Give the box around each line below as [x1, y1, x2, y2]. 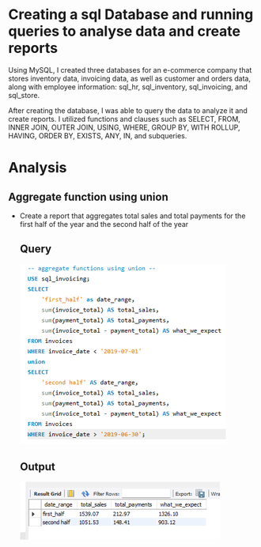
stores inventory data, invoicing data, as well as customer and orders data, [8, 74, 252, 83]
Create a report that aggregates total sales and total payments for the [19, 211, 246, 221]
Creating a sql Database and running [8, 6, 254, 24]
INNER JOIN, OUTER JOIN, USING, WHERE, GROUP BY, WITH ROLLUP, [8, 123, 240, 132]
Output [19, 460, 55, 473]
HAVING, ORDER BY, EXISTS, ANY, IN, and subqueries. [8, 130, 187, 140]
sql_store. [8, 90, 40, 100]
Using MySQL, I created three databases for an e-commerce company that [8, 65, 252, 74]
